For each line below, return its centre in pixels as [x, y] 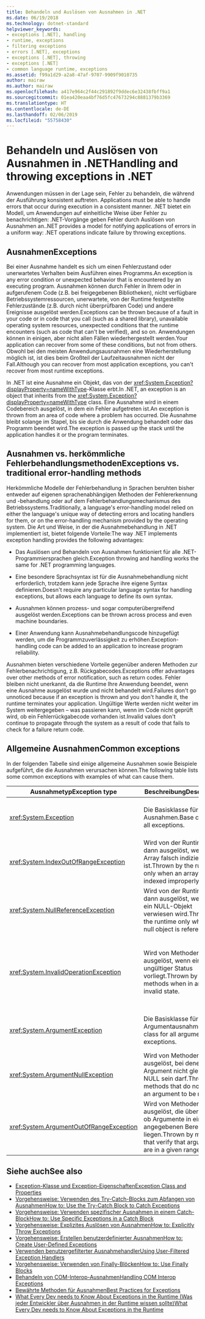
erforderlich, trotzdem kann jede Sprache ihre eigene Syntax [91, 583]
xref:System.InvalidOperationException [65, 972]
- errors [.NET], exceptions [43, 52]
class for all [160, 1034]
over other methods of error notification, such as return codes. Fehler [94, 677]
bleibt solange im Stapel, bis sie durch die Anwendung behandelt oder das [100, 421]
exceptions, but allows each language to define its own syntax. [94, 596]
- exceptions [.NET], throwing [46, 58]
